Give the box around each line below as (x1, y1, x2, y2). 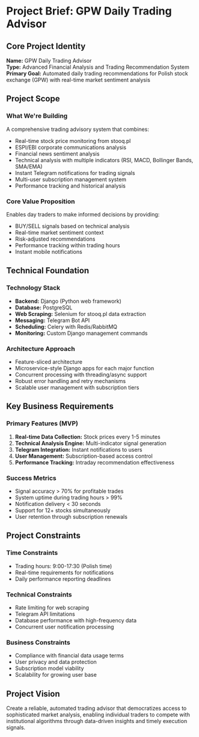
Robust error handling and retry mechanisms (14, 377, 126, 384)
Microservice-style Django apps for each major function (14, 364, 155, 372)
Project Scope (6, 93, 60, 104)
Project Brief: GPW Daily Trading (6, 4, 173, 18)
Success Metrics (6, 473, 57, 482)
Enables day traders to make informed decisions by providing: (6, 210, 160, 218)
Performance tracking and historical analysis (14, 182, 126, 189)
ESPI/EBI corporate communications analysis (14, 144, 127, 151)
